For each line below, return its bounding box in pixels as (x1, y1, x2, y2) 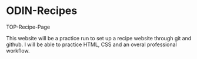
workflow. (6, 47, 30, 54)
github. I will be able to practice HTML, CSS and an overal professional (6, 41, 178, 48)
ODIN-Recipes (6, 4, 78, 18)
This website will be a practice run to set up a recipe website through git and (6, 34, 192, 41)
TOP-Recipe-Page (6, 23, 51, 30)
